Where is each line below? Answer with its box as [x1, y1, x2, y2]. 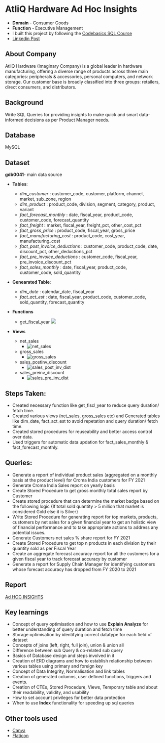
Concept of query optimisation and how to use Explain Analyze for [12, 621, 149, 627]
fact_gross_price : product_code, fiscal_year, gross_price [19, 227, 135, 233]
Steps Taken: [5, 389, 46, 397]
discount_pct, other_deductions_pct [19, 249, 93, 255]
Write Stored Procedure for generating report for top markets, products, [12, 514, 158, 520]
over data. [12, 434, 33, 439]
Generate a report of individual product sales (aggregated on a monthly [12, 472, 157, 478]
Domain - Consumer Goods [12, 20, 69, 26]
